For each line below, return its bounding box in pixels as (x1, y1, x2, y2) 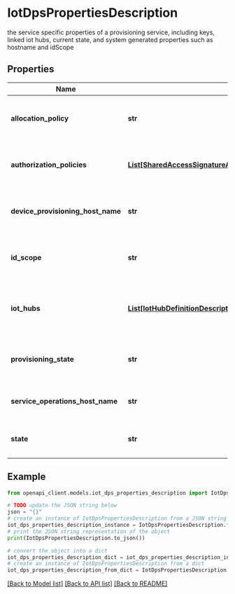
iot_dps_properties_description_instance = (7, 522, 136, 529)
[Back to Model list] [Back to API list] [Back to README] (7, 579, 168, 588)
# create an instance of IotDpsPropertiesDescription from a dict (7, 560, 205, 567)
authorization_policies (10, 160, 87, 170)
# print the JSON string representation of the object (7, 527, 171, 535)
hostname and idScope (7, 43, 74, 51)
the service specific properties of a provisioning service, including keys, (7, 28, 215, 36)
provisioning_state (10, 354, 75, 364)
